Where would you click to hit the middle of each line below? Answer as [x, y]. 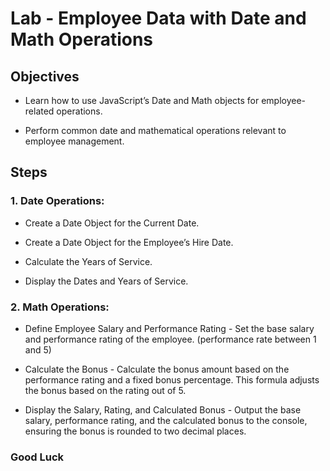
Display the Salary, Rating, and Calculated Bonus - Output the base [163, 409]
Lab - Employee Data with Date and [158, 18]
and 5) [38, 349]
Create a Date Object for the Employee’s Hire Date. [129, 242]
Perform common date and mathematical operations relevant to [155, 130]
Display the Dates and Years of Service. [106, 281]
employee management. [74, 141]
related [39, 111]
